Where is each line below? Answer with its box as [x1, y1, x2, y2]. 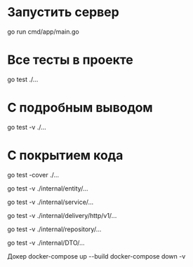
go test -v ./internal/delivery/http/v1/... [7, 211, 117, 219]
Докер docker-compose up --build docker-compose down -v [7, 252, 186, 260]
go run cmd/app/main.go [7, 27, 79, 36]
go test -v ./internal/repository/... [7, 225, 102, 233]
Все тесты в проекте [7, 52, 133, 68]
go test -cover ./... [7, 170, 60, 179]
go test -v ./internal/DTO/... [7, 238, 86, 247]
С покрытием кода [7, 148, 124, 163]
